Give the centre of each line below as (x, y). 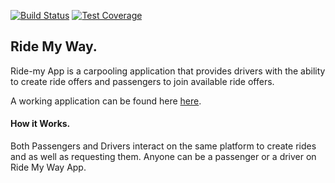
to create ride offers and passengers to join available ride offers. (142, 81)
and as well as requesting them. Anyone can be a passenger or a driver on (163, 157)
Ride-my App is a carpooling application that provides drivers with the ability (168, 71)
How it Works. (40, 124)
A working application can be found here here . (106, 101)
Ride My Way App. (48, 167)
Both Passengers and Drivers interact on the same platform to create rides (163, 146)
